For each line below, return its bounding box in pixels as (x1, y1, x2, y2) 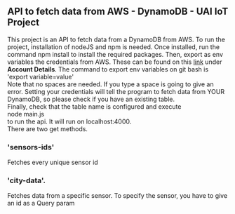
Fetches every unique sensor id (7, 158, 98, 167)
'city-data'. (7, 175, 46, 185)
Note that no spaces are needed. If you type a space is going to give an (7, 80, 214, 88)
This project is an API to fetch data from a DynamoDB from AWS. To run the (7, 35, 226, 44)
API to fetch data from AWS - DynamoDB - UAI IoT (7, 6, 229, 18)
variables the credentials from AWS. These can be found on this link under (7, 58, 222, 66)
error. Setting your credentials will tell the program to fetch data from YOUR (7, 87, 225, 95)
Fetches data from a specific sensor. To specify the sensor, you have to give (7, 192, 228, 200)
